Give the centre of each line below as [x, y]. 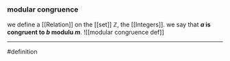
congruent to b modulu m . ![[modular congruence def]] [86, 33]
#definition [22, 52]
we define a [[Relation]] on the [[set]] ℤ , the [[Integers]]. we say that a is [109, 24]
